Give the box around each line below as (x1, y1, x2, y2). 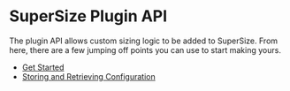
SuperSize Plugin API (9, 6, 168, 27)
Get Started (21, 62, 65, 72)
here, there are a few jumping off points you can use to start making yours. (9, 44, 281, 55)
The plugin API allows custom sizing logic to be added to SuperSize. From (9, 35, 279, 46)
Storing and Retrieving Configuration (21, 71, 156, 81)
